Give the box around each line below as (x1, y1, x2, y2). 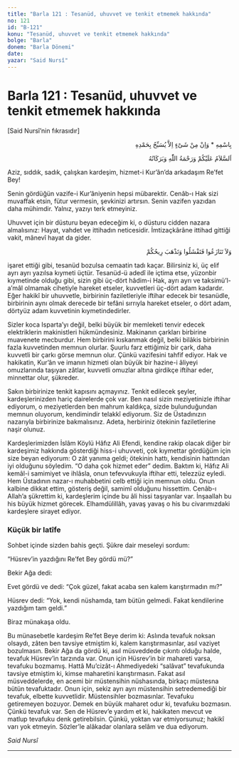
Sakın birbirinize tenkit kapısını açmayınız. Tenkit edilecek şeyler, (7, 386, 197, 396)
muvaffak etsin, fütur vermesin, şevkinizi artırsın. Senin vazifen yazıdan (7, 197, 216, 205)
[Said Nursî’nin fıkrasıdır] (7, 126, 80, 135)
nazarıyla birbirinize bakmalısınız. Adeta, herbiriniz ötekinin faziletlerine (7, 417, 216, 426)
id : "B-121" (7, 24, 43, 31)
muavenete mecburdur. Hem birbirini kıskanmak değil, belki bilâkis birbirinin (7, 335, 230, 344)
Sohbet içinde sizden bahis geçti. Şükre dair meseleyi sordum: (7, 541, 190, 549)
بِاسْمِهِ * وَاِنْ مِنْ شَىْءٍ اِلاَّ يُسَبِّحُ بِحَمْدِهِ (134, 140, 232, 148)
